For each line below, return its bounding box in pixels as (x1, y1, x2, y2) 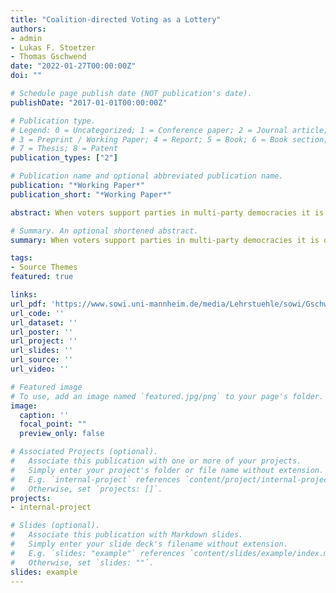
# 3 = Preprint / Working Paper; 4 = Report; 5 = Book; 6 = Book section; (10, 134, 329, 145)
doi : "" (10, 71, 43, 81)
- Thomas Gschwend (10, 52, 87, 62)
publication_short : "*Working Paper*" (10, 189, 172, 200)
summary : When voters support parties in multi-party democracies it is (10, 235, 320, 245)
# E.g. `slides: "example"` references (10, 548, 186, 558)
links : (10, 290, 38, 300)
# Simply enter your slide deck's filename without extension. (10, 539, 288, 549)
